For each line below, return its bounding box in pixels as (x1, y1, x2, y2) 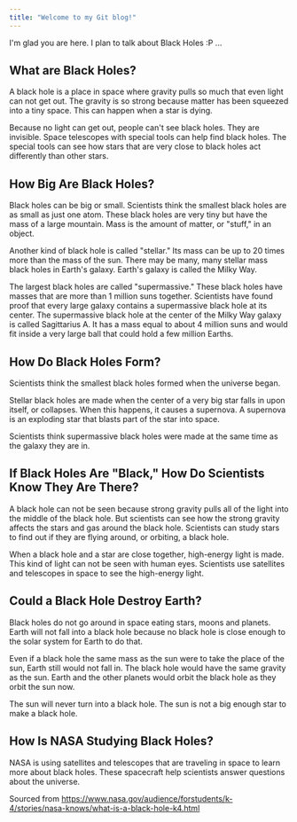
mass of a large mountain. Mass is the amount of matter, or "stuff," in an (9, 219, 272, 230)
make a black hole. (9, 708, 78, 718)
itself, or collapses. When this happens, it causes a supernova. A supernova (9, 404, 286, 415)
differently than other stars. (9, 151, 109, 161)
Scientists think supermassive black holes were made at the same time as (9, 431, 278, 442)
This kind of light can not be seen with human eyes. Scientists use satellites (9, 558, 285, 568)
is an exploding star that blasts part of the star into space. (9, 414, 220, 425)
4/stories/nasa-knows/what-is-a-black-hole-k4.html (9, 802, 200, 813)
